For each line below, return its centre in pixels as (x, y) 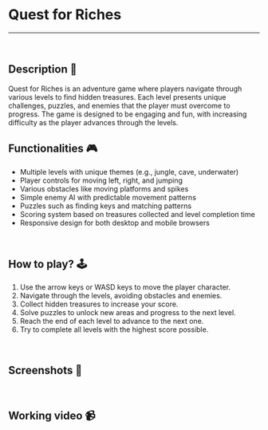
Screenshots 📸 (45, 370)
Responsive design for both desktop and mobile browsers (114, 223)
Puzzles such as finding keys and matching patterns (106, 206)
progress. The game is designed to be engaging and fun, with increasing (128, 114)
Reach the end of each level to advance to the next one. (112, 322)
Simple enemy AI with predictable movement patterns (108, 197)
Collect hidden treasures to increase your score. (99, 304)
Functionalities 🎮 (53, 149)
